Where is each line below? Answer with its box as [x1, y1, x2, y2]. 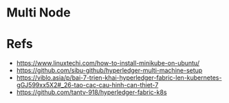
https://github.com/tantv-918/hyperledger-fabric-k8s [16, 88, 167, 97]
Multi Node [6, 5, 71, 21]
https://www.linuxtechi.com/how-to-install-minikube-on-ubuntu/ [16, 59, 200, 67]
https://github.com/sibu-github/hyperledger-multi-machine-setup [16, 67, 203, 75]
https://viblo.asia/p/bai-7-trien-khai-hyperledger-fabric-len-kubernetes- [16, 73, 222, 82]
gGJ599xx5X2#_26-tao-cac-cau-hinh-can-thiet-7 [16, 81, 159, 89]
